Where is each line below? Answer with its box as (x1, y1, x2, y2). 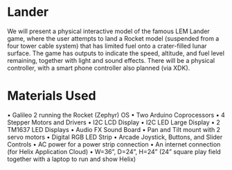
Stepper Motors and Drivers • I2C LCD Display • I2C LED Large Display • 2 (7, 118, 220, 126)
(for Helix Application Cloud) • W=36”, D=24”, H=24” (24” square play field (7, 147, 222, 155)
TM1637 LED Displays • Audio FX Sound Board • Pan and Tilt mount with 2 (7, 125, 220, 133)
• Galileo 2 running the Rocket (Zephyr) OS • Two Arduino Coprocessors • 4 (7, 111, 225, 119)
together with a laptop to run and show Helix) (7, 155, 136, 163)
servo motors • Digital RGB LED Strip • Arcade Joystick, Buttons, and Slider (7, 133, 223, 141)
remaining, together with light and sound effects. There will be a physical (7, 56, 215, 64)
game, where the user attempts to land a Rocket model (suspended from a (7, 34, 220, 42)
